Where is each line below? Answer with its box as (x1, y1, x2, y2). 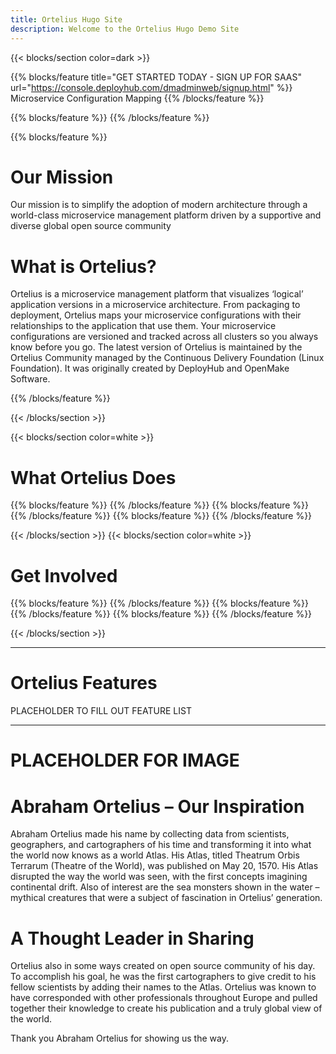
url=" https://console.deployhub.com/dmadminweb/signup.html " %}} (10, 81, 293, 93)
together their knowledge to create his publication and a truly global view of (10, 1002, 323, 1015)
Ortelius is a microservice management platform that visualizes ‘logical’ (10, 288, 304, 300)
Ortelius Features (10, 672, 158, 695)
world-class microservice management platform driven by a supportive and (10, 209, 322, 221)
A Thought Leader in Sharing (10, 927, 255, 950)
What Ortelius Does (10, 466, 177, 489)
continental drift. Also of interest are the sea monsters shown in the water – (10, 881, 320, 893)
